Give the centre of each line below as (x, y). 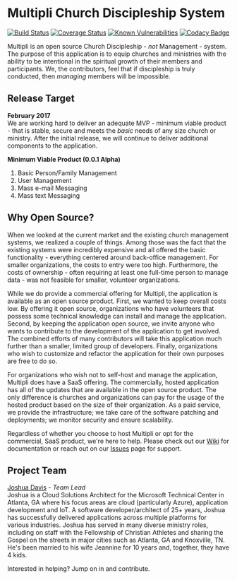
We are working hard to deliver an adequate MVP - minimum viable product (117, 123)
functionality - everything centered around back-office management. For (113, 257)
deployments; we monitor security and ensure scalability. (90, 420)
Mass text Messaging (49, 195)
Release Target (41, 99)
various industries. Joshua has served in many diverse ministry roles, (108, 525)
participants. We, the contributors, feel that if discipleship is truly (101, 69)
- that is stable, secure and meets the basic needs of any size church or (112, 130)
